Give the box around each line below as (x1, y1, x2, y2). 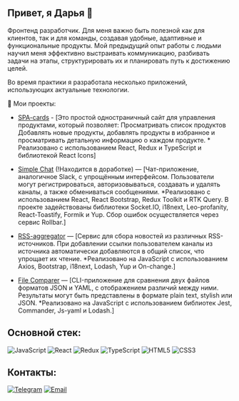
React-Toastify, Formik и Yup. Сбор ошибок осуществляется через (17, 210, 219, 218)
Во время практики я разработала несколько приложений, (7, 78, 188, 86)
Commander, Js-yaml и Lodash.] (17, 306, 115, 315)
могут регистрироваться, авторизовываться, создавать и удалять (17, 180, 220, 188)
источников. (17, 239, 56, 248)
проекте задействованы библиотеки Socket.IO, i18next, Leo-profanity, (17, 203, 229, 211)
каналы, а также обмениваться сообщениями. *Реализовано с (17, 187, 210, 196)
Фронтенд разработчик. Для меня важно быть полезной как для (7, 26, 205, 34)
